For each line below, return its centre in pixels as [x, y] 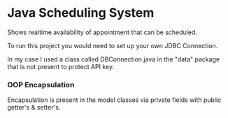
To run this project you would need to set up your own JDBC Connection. [113, 45]
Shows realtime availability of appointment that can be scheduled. [102, 32]
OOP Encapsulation [41, 84]
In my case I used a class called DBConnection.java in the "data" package [114, 59]
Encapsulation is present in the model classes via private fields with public [114, 100]
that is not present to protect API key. [60, 66]
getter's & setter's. [34, 108]
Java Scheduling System [81, 13]
